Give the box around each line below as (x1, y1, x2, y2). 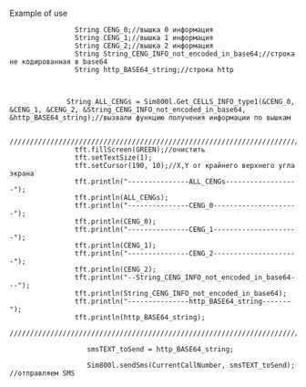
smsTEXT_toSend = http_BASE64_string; (87, 345, 234, 354)
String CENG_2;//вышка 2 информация (74, 41, 214, 50)
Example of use (9, 8, 68, 18)
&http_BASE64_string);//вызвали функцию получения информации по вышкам (9, 113, 291, 122)
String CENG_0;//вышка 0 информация (74, 26, 214, 35)
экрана (9, 169, 35, 178)
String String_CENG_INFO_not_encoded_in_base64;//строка (74, 49, 296, 58)
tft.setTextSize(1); (74, 153, 153, 162)
